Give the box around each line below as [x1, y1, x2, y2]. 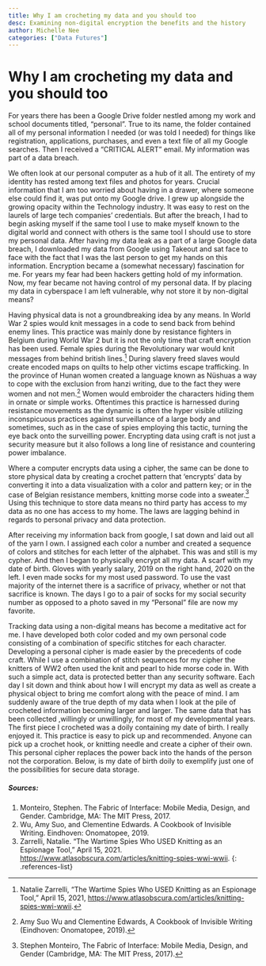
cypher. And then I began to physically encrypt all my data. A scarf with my [8, 556, 253, 565]
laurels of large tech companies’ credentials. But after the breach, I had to [8, 211, 249, 220]
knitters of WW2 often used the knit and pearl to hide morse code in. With [8, 664, 249, 673]
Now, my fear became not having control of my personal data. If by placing [8, 278, 252, 288]
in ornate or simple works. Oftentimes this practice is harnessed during [8, 397, 240, 407]
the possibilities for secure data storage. [8, 765, 140, 774]
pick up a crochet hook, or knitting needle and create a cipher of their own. [8, 739, 253, 749]
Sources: [8, 783, 39, 792]
